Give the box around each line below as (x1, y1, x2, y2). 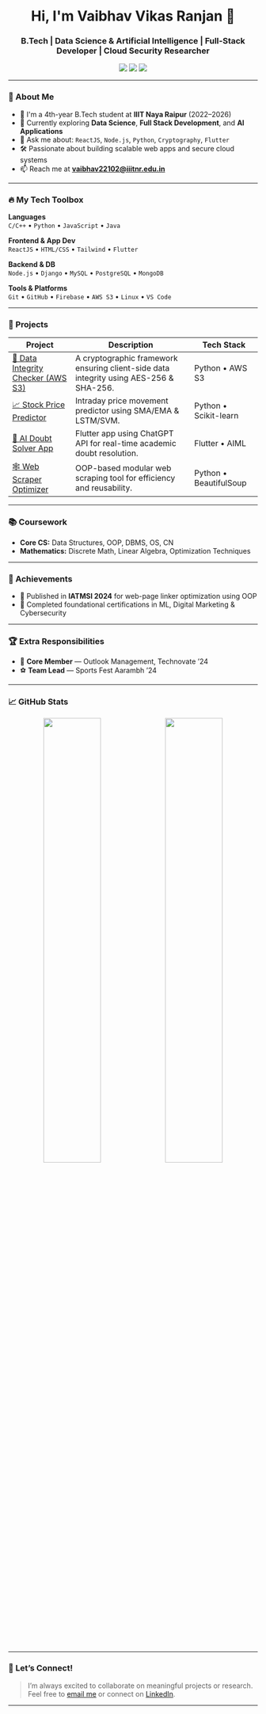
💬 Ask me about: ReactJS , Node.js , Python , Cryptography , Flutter (19, 135, 230, 144)
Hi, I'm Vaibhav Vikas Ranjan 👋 (30, 7, 236, 25)
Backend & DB (8, 260, 55, 269)
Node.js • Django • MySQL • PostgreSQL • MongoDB (8, 269, 164, 278)
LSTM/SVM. (74, 415, 120, 426)
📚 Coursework (8, 516, 67, 528)
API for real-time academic (74, 438, 177, 449)
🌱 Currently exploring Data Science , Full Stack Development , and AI (19, 118, 245, 128)
